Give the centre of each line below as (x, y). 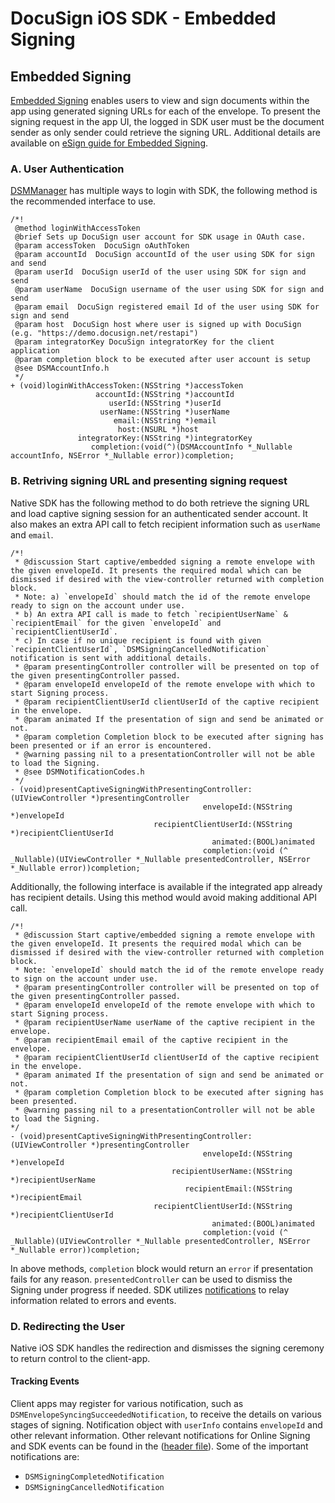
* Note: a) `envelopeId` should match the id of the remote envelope (162, 597)
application (35, 351)
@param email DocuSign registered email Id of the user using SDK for (167, 307)
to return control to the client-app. (80, 1358)
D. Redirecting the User (67, 1326)
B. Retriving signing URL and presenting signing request (149, 481)
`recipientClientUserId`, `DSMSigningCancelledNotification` (140, 649)
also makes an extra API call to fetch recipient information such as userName (165, 524)
